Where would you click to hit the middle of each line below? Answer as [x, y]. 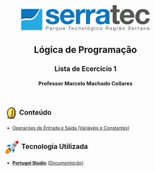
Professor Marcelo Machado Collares [85, 83]
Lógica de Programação [85, 50]
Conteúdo [35, 112]
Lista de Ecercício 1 [85, 69]
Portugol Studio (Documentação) [48, 163]
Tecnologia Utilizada [54, 147]
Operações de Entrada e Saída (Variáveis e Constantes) [71, 128]
